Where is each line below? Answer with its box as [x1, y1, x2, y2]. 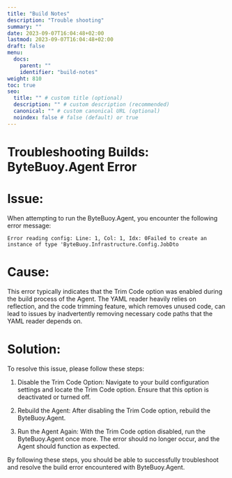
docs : [13, 56, 30, 63]
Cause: [7, 264, 50, 280]
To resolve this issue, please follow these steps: [7, 364, 145, 373]
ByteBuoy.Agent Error [7, 158, 137, 174]
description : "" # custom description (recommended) [13, 101, 170, 108]
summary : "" [7, 23, 42, 30]
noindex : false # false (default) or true [13, 114, 139, 121]
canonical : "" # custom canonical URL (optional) [13, 107, 160, 114]
